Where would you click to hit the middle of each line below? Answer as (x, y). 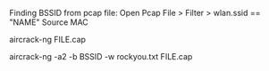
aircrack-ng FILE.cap (48, 39)
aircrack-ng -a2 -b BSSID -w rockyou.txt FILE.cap (101, 56)
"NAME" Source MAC (49, 22)
